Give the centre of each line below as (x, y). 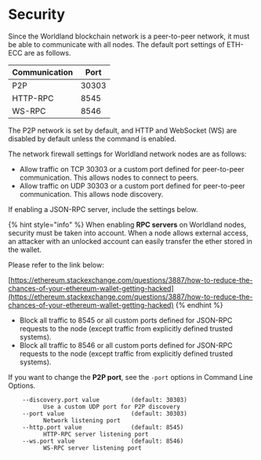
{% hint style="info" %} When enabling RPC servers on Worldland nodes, (127, 225)
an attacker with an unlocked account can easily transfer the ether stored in (130, 241)
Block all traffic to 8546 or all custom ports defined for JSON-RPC (126, 345)
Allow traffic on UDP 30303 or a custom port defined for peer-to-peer (132, 185)
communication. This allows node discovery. (91, 194)
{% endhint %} (199, 305)
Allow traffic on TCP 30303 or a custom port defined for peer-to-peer (132, 169)
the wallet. (25, 250)
